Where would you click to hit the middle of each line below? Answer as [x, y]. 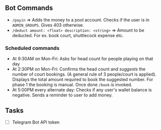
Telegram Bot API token [36, 122]
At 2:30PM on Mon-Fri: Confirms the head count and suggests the [79, 69]
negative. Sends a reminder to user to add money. [62, 95]
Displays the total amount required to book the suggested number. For [83, 80]
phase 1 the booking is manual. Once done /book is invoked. [72, 85]
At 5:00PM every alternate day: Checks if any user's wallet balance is [82, 90]
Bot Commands [29, 8]
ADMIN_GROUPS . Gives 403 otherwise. [48, 25]
